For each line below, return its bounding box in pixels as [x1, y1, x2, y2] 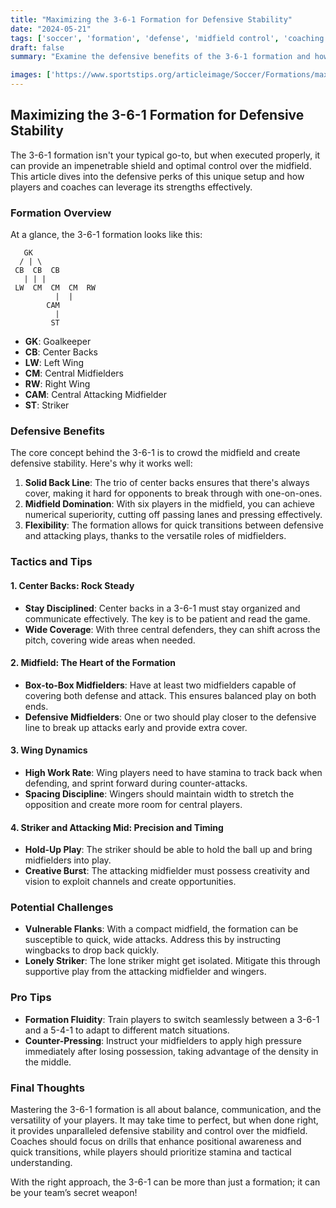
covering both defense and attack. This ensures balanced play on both [24, 689, 317, 701]
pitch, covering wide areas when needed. [24, 634, 196, 646]
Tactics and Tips [10, 555, 93, 569]
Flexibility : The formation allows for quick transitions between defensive [24, 519, 324, 531]
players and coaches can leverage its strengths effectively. [10, 181, 253, 193]
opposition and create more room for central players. [24, 798, 243, 810]
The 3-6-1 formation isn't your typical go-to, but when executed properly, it [10, 149, 321, 161]
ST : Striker [24, 399, 70, 411]
